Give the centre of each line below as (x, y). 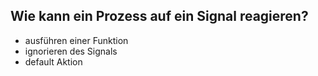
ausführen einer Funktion (76, 40)
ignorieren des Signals (71, 51)
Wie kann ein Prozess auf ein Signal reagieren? (159, 16)
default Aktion (53, 61)
